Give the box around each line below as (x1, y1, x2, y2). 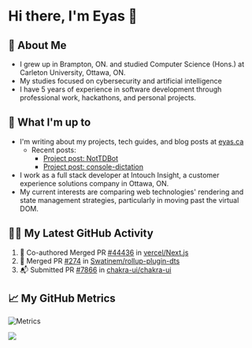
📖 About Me (8, 39, 67, 52)
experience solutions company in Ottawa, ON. (19, 178, 169, 188)
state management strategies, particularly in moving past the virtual (19, 195, 239, 204)
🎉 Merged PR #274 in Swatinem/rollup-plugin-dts (19, 256, 180, 265)
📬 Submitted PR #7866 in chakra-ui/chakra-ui (19, 264, 172, 275)
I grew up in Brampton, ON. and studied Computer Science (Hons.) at (19, 59, 245, 69)
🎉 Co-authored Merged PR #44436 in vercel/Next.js (19, 248, 189, 257)
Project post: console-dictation (43, 162, 144, 171)
